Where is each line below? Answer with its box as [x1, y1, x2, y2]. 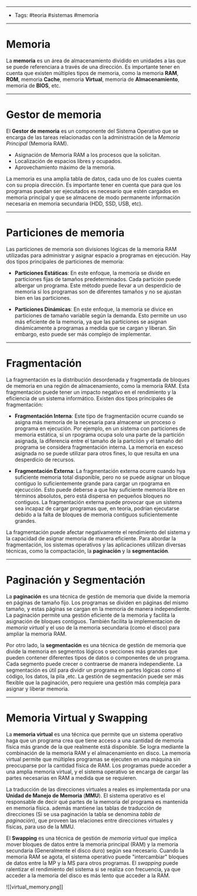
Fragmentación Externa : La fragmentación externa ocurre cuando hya [14, 467, 186, 474]
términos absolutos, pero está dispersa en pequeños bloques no [14, 492, 171, 499]
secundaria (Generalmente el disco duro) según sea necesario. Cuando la [6, 847, 185, 854]
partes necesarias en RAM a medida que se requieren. [6, 774, 138, 781]
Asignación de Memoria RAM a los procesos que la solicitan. [14, 151, 161, 158]
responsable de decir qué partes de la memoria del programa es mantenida [6, 798, 189, 805]
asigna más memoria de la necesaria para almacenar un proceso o [14, 418, 176, 425]
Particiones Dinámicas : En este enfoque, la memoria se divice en [14, 306, 174, 313]
